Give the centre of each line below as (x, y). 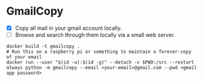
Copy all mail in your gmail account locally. (68, 28)
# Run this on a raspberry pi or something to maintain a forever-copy (99, 52)
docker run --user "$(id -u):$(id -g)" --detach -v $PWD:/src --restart (100, 63)
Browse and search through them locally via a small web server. (95, 35)
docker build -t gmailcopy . (43, 47)
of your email (24, 57)
